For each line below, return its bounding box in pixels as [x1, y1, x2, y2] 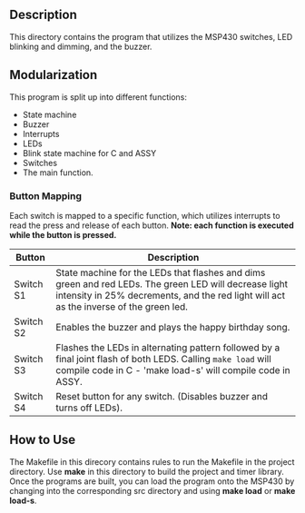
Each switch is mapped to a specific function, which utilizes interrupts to [9, 210, 280, 221]
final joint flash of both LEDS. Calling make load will [55, 352, 272, 365]
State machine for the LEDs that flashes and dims [55, 266, 266, 279]
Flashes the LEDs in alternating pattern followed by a [55, 340, 280, 353]
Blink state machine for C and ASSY [22, 147, 157, 158]
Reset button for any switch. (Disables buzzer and [55, 390, 269, 402]
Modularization [9, 67, 98, 83]
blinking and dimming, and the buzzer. [9, 41, 152, 52]
